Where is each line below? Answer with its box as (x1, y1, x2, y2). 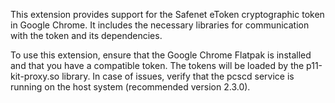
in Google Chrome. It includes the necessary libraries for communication (10, 19, 310, 31)
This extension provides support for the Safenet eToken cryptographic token (10, 9, 325, 20)
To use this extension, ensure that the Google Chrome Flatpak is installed (10, 49, 312, 61)
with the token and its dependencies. (10, 30, 163, 41)
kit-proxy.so (10, 70, 60, 82)
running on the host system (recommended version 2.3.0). (10, 81, 251, 93)
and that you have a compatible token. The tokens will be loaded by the (10, 60, 305, 71)
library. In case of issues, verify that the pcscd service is (61, 70, 295, 82)
